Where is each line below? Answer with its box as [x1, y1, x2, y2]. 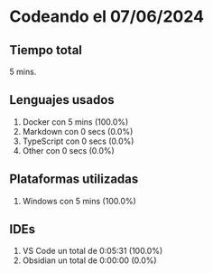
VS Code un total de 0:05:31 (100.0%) [22, 246, 163, 257]
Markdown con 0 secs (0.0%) [22, 126, 134, 136]
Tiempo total [9, 42, 83, 58]
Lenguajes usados [9, 92, 115, 108]
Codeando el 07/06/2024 [9, 6, 205, 27]
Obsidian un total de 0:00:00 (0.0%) [22, 255, 157, 266]
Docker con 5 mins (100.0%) [22, 116, 129, 127]
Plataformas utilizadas [9, 172, 139, 187]
